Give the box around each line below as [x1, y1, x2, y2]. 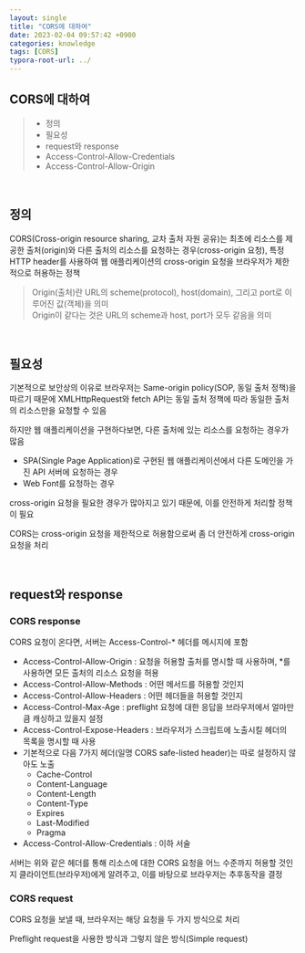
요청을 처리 [9, 539, 49, 550]
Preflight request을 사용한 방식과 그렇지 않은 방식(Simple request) [9, 933, 249, 945]
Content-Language [36, 779, 107, 790]
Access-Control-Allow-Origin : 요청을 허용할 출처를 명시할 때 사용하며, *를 [22, 656, 291, 667]
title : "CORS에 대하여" [9, 22, 93, 31]
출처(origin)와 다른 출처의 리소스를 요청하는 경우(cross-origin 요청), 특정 [25, 244, 285, 256]
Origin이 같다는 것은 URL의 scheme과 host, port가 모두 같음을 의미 [31, 309, 272, 320]
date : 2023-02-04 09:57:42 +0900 [9, 30, 137, 39]
